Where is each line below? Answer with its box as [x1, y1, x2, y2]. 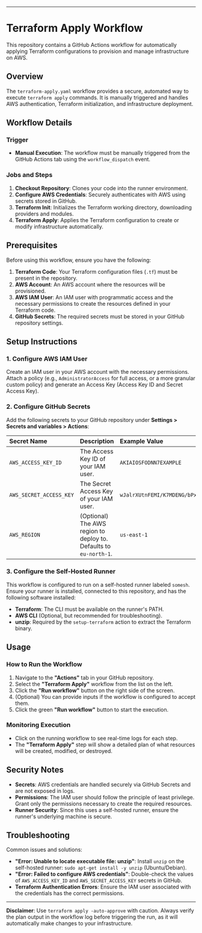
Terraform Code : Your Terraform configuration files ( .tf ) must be [14, 268, 178, 275]
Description [79, 437, 114, 445]
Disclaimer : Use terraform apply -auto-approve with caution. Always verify [6, 907, 194, 914]
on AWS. [6, 54, 28, 61]
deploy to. [79, 534, 108, 542]
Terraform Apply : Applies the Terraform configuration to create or [14, 216, 179, 223]
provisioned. [14, 287, 46, 294]
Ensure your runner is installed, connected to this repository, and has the [6, 587, 186, 595]
